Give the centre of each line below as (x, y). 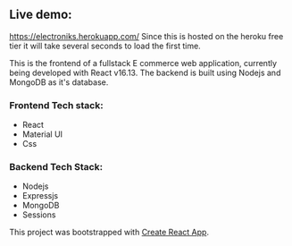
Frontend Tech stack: (57, 105)
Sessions (39, 215)
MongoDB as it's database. (59, 82)
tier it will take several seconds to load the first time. (105, 46)
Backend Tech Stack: (56, 167)
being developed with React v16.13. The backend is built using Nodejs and (145, 72)
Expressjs (40, 196)
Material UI (42, 134)
